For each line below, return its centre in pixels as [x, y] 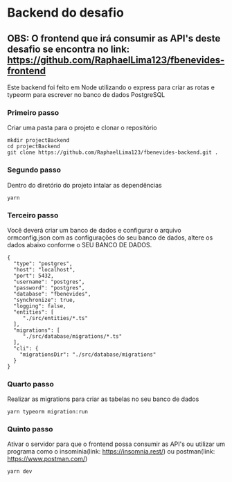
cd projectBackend [34, 147]
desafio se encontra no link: [69, 49]
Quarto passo [30, 384]
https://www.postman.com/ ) [47, 459]
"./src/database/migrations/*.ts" [72, 336]
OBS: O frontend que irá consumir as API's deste [114, 38]
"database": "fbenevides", [52, 294]
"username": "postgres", [49, 282]
